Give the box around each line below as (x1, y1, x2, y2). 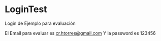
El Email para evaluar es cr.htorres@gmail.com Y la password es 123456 (5, 30, 156, 36)
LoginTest (5, 4, 47, 15)
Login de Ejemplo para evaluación (5, 20, 76, 26)
